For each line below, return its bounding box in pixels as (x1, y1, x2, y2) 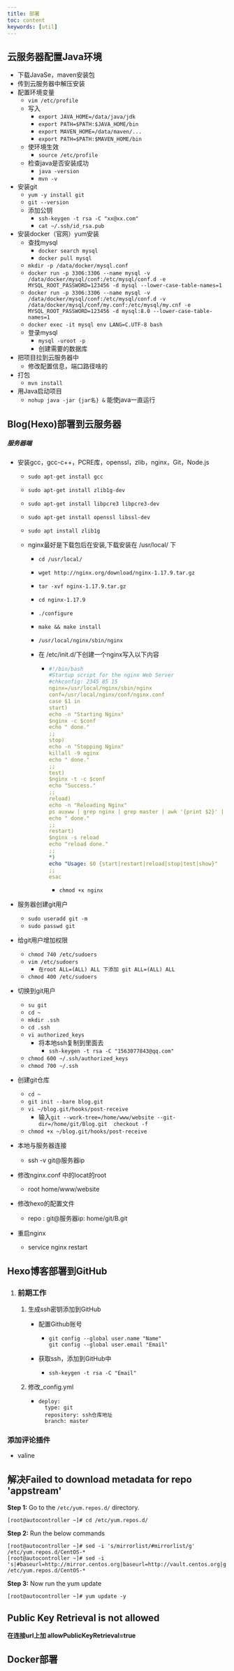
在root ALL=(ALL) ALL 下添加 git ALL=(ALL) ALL (38, 966, 175, 974)
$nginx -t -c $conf (48, 776, 106, 783)
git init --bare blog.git (27, 1099, 103, 1106)
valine (17, 1452, 35, 1460)
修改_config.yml (27, 1383, 74, 1391)
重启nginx (17, 1229, 46, 1238)
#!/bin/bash (48, 665, 84, 672)
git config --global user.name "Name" (48, 1336, 162, 1343)
